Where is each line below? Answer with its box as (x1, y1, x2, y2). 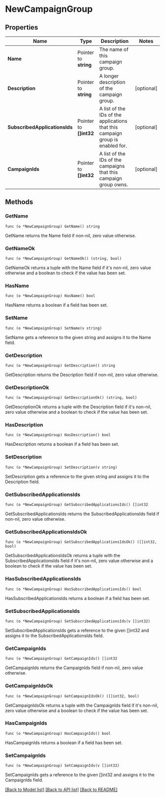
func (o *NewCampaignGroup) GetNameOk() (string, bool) (5, 256, 122, 261)
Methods (5, 198, 33, 206)
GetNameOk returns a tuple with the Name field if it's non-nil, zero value (5, 265, 151, 270)
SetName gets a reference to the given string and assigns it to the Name (5, 334, 151, 340)
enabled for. (99, 142, 127, 149)
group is (99, 136, 118, 143)
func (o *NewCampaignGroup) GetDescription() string (5, 363, 115, 368)
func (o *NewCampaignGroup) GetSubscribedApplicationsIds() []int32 (5, 502, 148, 507)
